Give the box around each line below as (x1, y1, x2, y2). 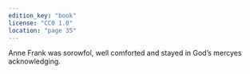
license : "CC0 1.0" (8, 19, 73, 27)
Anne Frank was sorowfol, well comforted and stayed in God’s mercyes (8, 49, 242, 58)
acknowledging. (8, 56, 62, 66)
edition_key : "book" (8, 11, 77, 20)
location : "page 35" (8, 26, 77, 34)
